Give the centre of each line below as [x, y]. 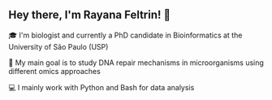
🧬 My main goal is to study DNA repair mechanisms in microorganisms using [136, 63]
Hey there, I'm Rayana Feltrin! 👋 [90, 15]
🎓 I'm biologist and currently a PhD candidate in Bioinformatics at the [125, 35]
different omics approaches [55, 71]
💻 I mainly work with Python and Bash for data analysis [101, 87]
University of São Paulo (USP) [58, 46]
